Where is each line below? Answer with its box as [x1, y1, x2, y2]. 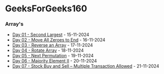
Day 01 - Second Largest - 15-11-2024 [12, 32, 90, 37]
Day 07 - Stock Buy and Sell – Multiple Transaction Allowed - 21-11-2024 [12, 63, 159, 69]
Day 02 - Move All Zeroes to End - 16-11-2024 [12, 37, 106, 43]
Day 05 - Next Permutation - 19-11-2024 [12, 53, 94, 59]
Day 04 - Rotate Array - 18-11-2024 [12, 47, 84, 53]
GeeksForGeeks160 [5, 3, 87, 14]
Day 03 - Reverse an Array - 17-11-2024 [12, 42, 93, 48]
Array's [5, 21, 24, 28]
